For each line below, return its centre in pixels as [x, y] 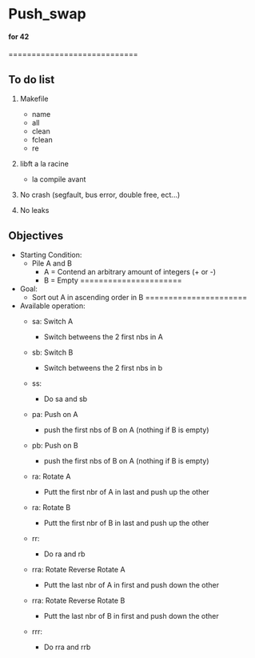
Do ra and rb [64, 554]
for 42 [19, 36]
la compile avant [59, 179]
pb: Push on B [55, 446]
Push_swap [47, 14]
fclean [42, 140]
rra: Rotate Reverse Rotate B [78, 600]
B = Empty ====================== [113, 280]
